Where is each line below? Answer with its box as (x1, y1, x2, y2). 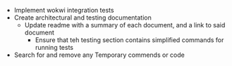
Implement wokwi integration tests (13, 6, 114, 14)
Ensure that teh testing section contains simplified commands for (35, 36, 224, 44)
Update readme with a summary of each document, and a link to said (24, 21, 226, 29)
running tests (35, 44, 74, 51)
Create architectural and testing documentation (13, 13, 152, 22)
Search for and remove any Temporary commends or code (13, 51, 185, 59)
